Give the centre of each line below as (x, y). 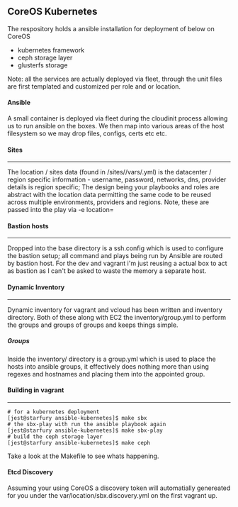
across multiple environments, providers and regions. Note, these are (108, 202)
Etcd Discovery (30, 472)
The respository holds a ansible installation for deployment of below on (111, 28)
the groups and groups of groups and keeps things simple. (93, 325)
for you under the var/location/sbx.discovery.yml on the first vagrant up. (113, 495)
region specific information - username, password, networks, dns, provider (117, 179)
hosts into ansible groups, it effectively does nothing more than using (108, 366)
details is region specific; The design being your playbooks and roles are (113, 187)
